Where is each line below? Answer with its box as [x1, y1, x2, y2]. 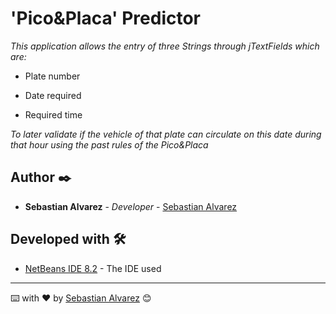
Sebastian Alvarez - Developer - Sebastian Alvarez [24, 200, 238, 212]
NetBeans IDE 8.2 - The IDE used [24, 262, 162, 274]
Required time [24, 108, 83, 121]
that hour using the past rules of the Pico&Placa [10, 138, 209, 151]
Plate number [24, 70, 81, 82]
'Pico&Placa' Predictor [10, 7, 202, 30]
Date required [24, 89, 82, 101]
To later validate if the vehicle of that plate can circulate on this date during [10, 128, 322, 140]
